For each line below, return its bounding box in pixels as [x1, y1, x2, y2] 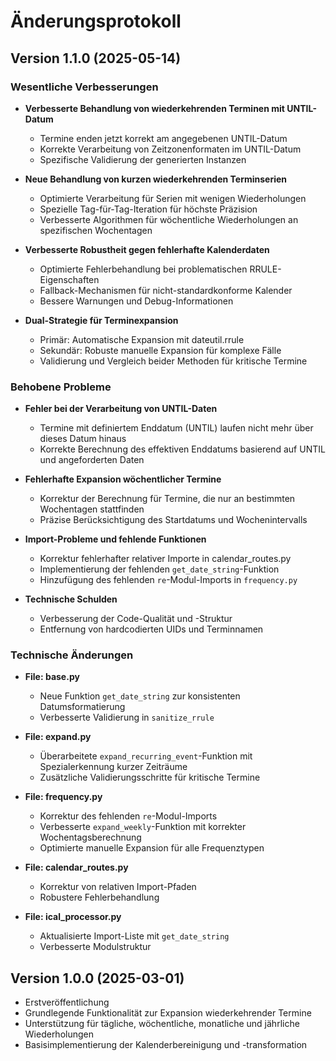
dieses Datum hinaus [39, 433, 127, 445]
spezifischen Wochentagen [39, 224, 153, 236]
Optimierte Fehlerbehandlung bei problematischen [39, 263, 248, 275]
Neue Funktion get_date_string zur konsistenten [39, 690, 241, 702]
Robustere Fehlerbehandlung [39, 891, 160, 904]
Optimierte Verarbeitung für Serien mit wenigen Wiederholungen [39, 192, 307, 204]
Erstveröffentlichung [24, 996, 110, 1009]
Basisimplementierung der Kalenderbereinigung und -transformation [24, 1039, 308, 1051]
